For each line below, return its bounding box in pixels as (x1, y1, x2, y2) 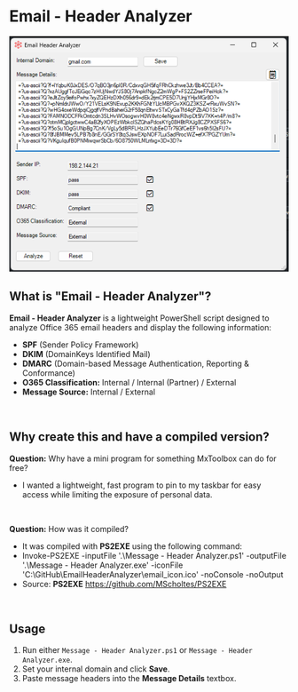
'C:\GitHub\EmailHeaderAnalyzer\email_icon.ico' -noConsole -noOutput (21, 569, 284, 579)
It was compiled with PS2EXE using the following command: (21, 540, 242, 552)
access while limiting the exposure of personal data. (21, 489, 213, 499)
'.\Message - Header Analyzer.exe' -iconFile (21, 560, 184, 570)
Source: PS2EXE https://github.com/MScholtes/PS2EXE (21, 578, 227, 589)
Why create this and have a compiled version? (9, 429, 271, 445)
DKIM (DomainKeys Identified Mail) (21, 348, 151, 359)
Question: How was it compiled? (9, 523, 129, 534)
